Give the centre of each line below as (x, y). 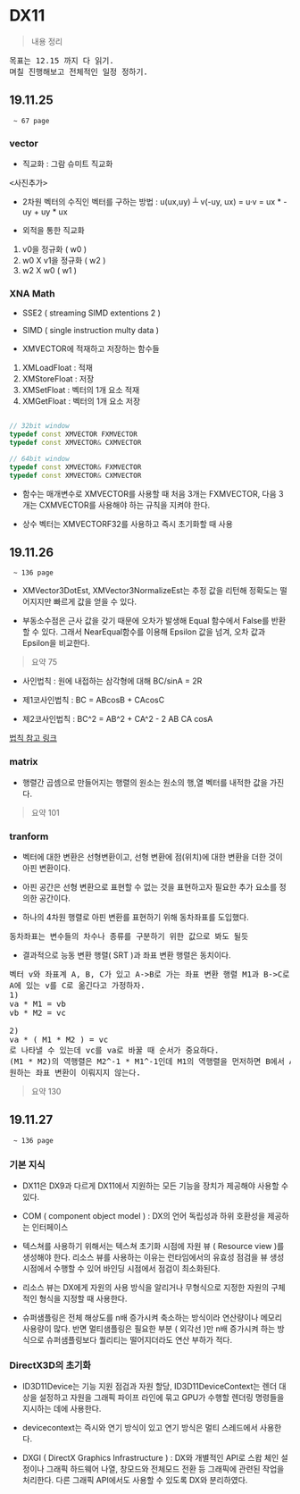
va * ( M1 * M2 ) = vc (59, 1040)
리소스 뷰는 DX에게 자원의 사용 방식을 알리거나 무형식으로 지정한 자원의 (146, 1288)
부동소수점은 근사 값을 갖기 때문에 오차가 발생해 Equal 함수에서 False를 (146, 621)
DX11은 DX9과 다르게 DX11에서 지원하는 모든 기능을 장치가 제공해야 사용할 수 (155, 1186)
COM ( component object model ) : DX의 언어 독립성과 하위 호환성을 (144, 1216)
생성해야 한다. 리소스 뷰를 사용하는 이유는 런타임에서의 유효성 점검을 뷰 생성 (153, 1257)
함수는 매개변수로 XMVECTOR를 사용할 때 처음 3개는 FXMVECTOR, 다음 (149, 493)
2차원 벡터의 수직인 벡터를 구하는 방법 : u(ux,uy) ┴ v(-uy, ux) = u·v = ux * (152, 202)
